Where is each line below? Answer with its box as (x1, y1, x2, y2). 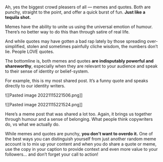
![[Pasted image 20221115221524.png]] (5, 102, 83, 107)
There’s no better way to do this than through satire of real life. (5, 29, 130, 34)
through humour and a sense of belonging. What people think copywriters (5, 116, 153, 122)
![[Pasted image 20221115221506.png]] (5, 92, 83, 98)
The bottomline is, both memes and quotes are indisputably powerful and (5, 58, 154, 64)
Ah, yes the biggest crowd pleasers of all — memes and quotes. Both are (5, 4, 151, 10)
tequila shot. (5, 15, 31, 20)
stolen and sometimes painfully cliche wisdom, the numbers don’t (26, 44, 158, 49)
